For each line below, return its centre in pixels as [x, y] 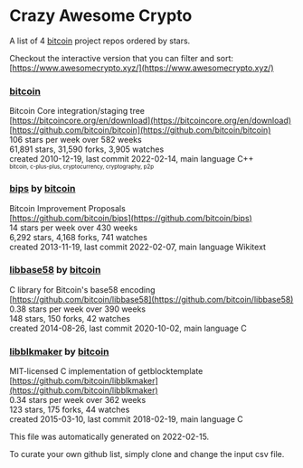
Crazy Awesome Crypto [101, 16]
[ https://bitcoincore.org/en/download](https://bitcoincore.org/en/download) [151, 121]
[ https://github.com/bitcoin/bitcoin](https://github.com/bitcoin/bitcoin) [140, 130]
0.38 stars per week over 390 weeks [78, 309]
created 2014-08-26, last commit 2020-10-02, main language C [128, 328]
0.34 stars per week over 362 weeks [78, 400]
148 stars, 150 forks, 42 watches [70, 318]
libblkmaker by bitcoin [59, 351]
